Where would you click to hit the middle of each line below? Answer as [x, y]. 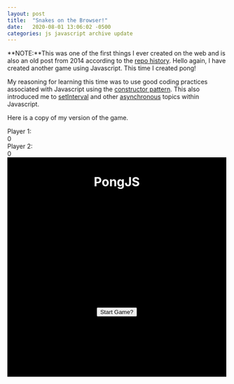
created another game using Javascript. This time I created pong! [102, 68]
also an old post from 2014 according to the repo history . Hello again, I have [117, 61]
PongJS [117, 182]
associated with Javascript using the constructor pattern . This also [104, 89]
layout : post [26, 14]
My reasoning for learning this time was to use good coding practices [108, 82]
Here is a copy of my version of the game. [68, 118]
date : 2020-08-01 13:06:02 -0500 [59, 27]
